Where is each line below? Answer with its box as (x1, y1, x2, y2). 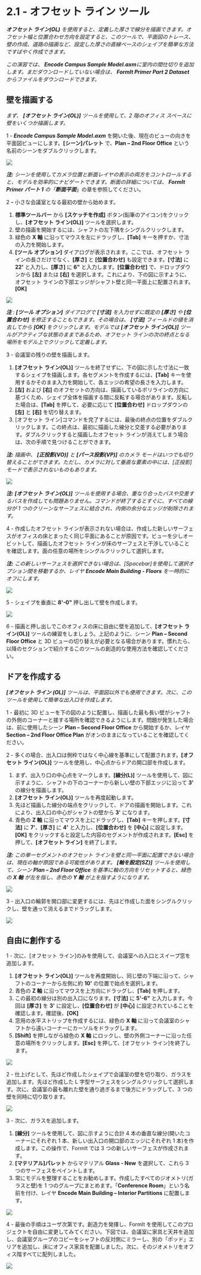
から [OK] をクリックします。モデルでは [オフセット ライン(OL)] (21, 323, 179, 331)
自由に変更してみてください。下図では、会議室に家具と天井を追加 (32, 1228, 194, 1236)
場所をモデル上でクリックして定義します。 (6, 338, 110, 346)
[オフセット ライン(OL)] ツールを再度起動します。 (14, 794, 137, 801)
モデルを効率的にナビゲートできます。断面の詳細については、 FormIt (16, 178, 185, 185)
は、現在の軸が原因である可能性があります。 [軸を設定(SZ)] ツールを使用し (6, 858, 191, 866)
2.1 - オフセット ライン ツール (6, 5, 150, 19)
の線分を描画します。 (14, 786, 67, 793)
